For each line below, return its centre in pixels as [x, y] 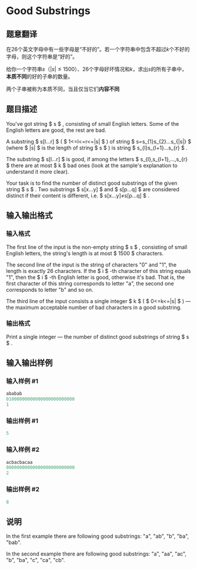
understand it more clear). [38, 171]
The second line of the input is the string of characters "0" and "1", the [91, 264]
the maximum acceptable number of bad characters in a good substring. [94, 307]
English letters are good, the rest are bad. [56, 130]
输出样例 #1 [22, 421]
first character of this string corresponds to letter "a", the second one [90, 283]
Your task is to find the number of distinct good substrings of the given [92, 183]
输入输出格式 [29, 216]
